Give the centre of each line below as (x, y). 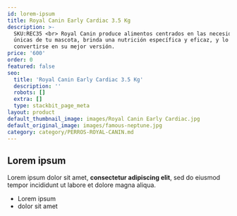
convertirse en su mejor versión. (64, 47)
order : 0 (20, 60)
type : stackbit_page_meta (52, 106)
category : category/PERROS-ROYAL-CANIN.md (71, 132)
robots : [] (30, 92)
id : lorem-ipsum (31, 14)
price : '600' (26, 54)
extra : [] (28, 100)
